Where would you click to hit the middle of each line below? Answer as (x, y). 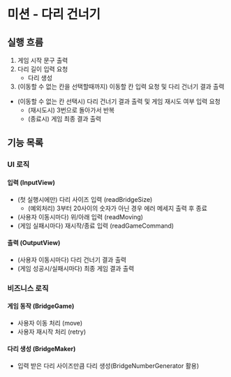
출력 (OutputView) (34, 243)
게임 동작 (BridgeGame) (41, 306)
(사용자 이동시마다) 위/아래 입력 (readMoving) (80, 216)
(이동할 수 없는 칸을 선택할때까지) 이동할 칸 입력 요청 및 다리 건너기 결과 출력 (121, 87)
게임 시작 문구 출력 (43, 60)
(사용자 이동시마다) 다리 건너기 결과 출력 (72, 260)
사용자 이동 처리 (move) (50, 323)
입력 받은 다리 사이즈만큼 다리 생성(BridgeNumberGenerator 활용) (108, 366)
